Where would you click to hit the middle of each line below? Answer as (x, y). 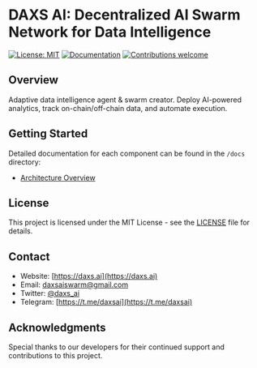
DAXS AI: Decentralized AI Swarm (124, 15)
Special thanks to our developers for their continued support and (117, 347)
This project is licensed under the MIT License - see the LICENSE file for (129, 223)
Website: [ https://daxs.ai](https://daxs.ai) (89, 276)
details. (21, 231)
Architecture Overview (58, 178)
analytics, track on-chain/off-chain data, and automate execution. (118, 108)
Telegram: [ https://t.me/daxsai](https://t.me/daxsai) (106, 302)
